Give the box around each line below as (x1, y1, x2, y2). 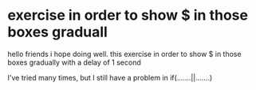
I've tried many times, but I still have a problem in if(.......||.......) (7, 73, 213, 82)
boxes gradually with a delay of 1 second (7, 58, 141, 67)
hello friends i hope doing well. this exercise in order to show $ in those (7, 49, 242, 58)
